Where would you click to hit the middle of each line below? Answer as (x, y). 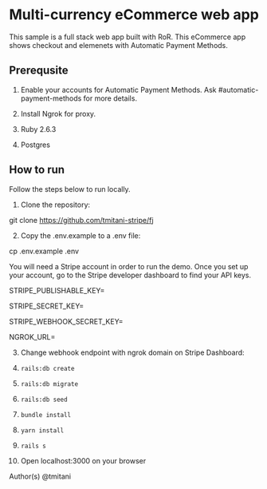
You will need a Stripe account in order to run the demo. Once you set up (129, 266)
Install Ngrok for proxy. (58, 113)
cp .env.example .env (44, 251)
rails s (33, 446)
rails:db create (47, 368)
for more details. (110, 98)
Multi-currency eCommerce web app (134, 15)
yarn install (42, 430)
